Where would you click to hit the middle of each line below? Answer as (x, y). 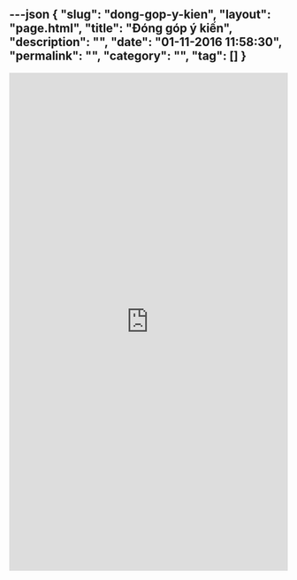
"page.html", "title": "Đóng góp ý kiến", (121, 29)
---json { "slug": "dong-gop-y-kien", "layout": (140, 15)
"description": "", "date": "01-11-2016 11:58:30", (146, 42)
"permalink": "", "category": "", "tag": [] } (128, 56)
